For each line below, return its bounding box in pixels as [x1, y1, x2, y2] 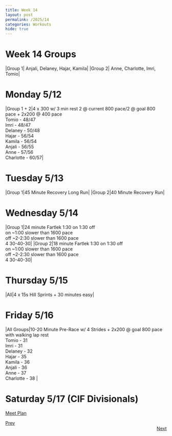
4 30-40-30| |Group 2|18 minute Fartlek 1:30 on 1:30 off [5, 240, 123, 246]
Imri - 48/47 [5, 122, 31, 128]
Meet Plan [5, 410, 27, 416]
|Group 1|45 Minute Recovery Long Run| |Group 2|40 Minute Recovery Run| [5, 189, 165, 195]
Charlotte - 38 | [5, 375, 38, 381]
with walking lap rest [5, 332, 49, 338]
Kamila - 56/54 [5, 139, 37, 144]
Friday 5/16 [5, 310, 54, 321]
